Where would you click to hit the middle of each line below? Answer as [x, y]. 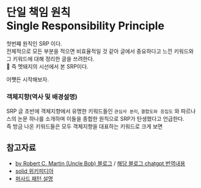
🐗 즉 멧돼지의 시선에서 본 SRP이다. [47, 66]
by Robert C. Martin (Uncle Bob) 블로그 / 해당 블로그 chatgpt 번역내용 [100, 164]
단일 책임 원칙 [38, 13]
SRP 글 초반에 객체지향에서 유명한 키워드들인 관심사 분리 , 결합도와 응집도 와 [93, 111]
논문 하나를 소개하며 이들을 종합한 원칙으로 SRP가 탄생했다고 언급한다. [101, 119]
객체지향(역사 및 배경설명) [42, 96]
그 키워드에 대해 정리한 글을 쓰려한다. [50, 59]
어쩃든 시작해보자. [28, 79]
